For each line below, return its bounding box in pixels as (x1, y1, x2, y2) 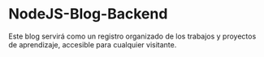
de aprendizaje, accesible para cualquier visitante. (8, 39, 177, 49)
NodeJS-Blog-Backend (8, 5, 168, 23)
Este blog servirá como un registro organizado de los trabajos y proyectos (8, 31, 257, 41)
